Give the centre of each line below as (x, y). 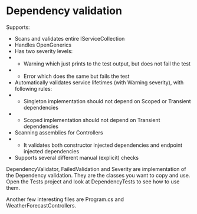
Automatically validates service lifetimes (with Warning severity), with (99, 82)
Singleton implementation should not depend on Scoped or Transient (107, 101)
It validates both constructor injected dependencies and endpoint (103, 145)
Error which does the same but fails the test (76, 76)
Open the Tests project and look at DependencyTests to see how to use (93, 182)
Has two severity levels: (44, 51)
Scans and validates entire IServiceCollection (70, 38)
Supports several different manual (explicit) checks (77, 157)
